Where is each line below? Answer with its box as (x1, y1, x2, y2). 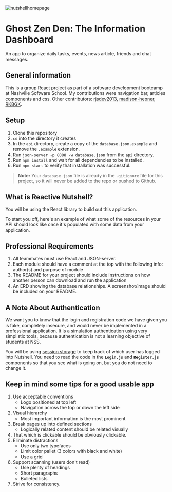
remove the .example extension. (12, 146, 80, 152)
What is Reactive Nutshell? (5, 193, 93, 201)
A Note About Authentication (5, 303, 100, 312)
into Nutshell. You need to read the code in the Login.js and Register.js (5, 354, 159, 360)
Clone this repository (12, 129, 58, 136)
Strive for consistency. (12, 481, 61, 487)
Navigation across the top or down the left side (20, 404, 120, 410)
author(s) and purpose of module (12, 267, 84, 273)
